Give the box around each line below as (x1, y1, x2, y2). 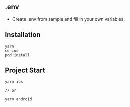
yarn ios (5, 79, 23, 84)
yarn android (5, 97, 32, 102)
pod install (5, 52, 30, 58)
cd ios (5, 48, 19, 53)
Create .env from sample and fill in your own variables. (12, 16, 125, 22)
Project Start (5, 66, 46, 75)
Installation (5, 31, 41, 39)
